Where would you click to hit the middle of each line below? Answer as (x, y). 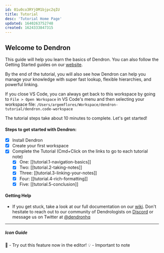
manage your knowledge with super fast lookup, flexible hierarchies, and (78, 79)
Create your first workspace (40, 146)
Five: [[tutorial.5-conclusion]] (49, 184)
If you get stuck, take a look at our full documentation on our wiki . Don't (84, 207)
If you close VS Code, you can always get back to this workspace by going (80, 94)
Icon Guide (16, 232)
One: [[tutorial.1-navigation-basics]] (55, 162)
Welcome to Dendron (38, 48)
